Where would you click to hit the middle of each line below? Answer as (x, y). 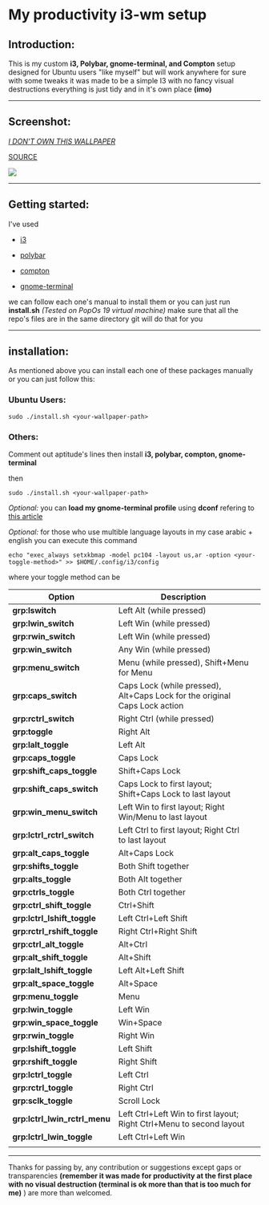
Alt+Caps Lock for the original (174, 696)
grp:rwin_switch (44, 637)
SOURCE (23, 156)
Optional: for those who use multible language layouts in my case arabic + (131, 532)
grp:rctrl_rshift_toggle (55, 931)
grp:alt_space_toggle (53, 984)
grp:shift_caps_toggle (55, 771)
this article (26, 517)
